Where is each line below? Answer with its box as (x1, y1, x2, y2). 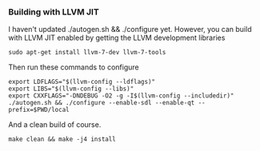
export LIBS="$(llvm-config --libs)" (8, 85, 134, 93)
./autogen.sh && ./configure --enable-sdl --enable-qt (8, 99, 195, 107)
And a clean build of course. (8, 120, 102, 129)
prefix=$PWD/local (8, 106, 70, 114)
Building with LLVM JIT (8, 6, 100, 18)
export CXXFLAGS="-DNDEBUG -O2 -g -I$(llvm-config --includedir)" (8, 92, 234, 100)
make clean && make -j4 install (8, 135, 116, 144)
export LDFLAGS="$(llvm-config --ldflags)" (8, 78, 156, 86)
